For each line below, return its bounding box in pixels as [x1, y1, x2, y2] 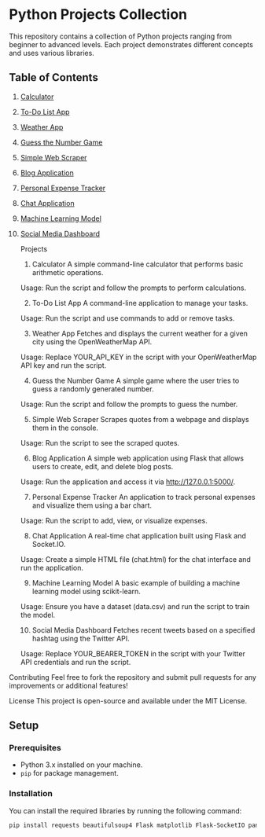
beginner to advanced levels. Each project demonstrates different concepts [9, 39, 254, 49]
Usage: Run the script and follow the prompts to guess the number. [20, 399, 238, 409]
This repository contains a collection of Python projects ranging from [9, 31, 233, 41]
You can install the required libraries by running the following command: [9, 806, 242, 815]
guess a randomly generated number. [31, 384, 154, 394]
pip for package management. [20, 769, 119, 778]
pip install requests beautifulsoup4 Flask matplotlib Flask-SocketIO [9, 821, 245, 829]
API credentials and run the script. [20, 657, 131, 666]
